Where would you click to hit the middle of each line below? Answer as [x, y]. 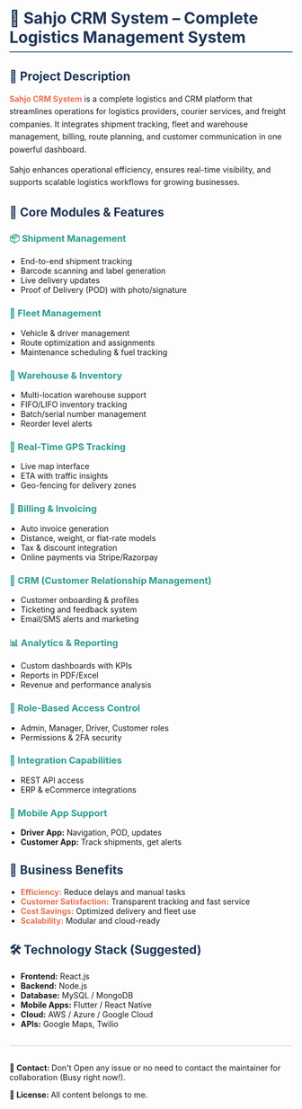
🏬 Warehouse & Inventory [66, 375]
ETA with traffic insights [65, 476]
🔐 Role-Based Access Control [75, 708]
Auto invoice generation [65, 528]
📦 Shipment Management [68, 239]
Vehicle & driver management [75, 333]
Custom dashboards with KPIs [77, 666]
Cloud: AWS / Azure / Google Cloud [87, 1014]
